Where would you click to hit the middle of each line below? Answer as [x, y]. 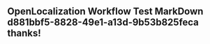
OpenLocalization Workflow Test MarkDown [105, 12]
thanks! [24, 33]
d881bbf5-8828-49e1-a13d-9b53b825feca [103, 23]
